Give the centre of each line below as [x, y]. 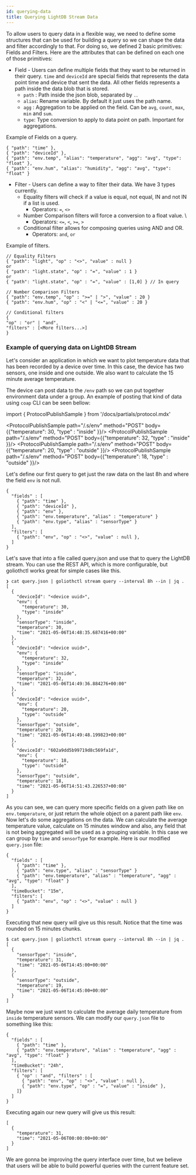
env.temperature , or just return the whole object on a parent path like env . [94, 813]
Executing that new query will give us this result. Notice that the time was [94, 922]
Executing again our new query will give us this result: [71, 1112]
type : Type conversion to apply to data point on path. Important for [104, 119]
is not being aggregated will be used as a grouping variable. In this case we [97, 832]
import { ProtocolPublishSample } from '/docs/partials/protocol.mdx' [88, 414]
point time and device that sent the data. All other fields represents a [97, 82]
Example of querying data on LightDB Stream [71, 348]
